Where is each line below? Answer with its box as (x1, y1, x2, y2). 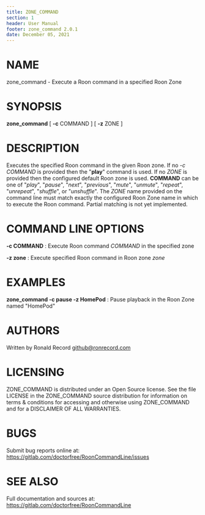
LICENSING (6, 365, 65, 379)
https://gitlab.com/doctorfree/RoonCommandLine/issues (6, 453, 150, 461)
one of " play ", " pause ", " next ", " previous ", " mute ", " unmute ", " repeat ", (6, 181, 184, 188)
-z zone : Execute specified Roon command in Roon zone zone (6, 254, 165, 261)
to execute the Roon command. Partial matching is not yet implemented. (6, 200, 188, 208)
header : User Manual (6, 20, 59, 26)
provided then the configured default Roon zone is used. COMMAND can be (6, 174, 199, 182)
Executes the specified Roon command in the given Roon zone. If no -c (6, 161, 185, 169)
